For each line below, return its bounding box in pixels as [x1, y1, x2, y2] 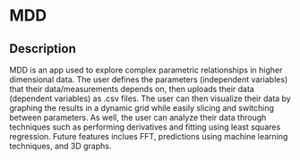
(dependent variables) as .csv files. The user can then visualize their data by [9, 93, 291, 104]
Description [9, 41, 76, 56]
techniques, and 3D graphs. [9, 140, 112, 151]
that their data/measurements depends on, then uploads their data [9, 84, 255, 94]
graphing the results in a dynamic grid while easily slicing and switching [9, 103, 275, 113]
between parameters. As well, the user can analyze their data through [9, 113, 267, 122]
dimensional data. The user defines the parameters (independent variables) [9, 74, 288, 85]
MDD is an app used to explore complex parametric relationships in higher [9, 64, 283, 75]
